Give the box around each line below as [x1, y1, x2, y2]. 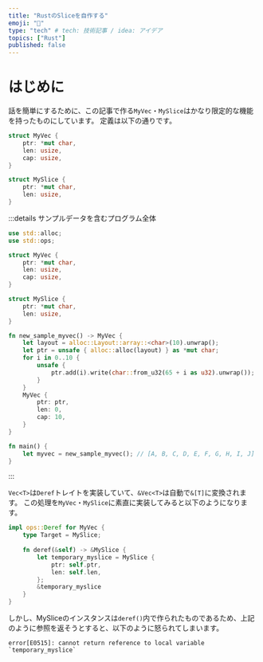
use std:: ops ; [8, 237, 56, 245]
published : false [8, 41, 66, 49]
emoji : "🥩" [8, 19, 45, 27]
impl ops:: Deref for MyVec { [8, 523, 105, 532]
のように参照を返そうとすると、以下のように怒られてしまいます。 [8, 623, 224, 633]
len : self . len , [50, 568, 102, 576]
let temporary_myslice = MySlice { [37, 553, 155, 562]
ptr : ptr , [37, 398, 69, 406]
